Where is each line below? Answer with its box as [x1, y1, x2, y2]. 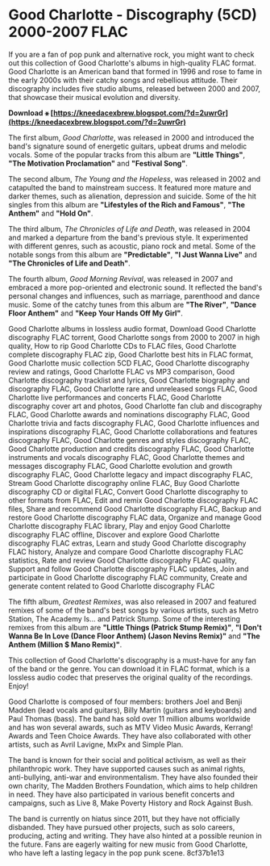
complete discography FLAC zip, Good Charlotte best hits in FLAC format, [8, 349, 254, 359]
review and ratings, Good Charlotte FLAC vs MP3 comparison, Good [8, 366, 235, 376]
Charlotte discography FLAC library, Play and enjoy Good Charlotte [8, 521, 231, 530]
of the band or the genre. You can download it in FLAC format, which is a [8, 663, 250, 673]
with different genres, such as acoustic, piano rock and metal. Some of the [8, 241, 256, 251]
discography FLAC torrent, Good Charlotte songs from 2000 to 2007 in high [8, 333, 260, 342]
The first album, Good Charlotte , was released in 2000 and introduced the [8, 132, 255, 142]
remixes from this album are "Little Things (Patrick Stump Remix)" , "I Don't [8, 622, 262, 632]
